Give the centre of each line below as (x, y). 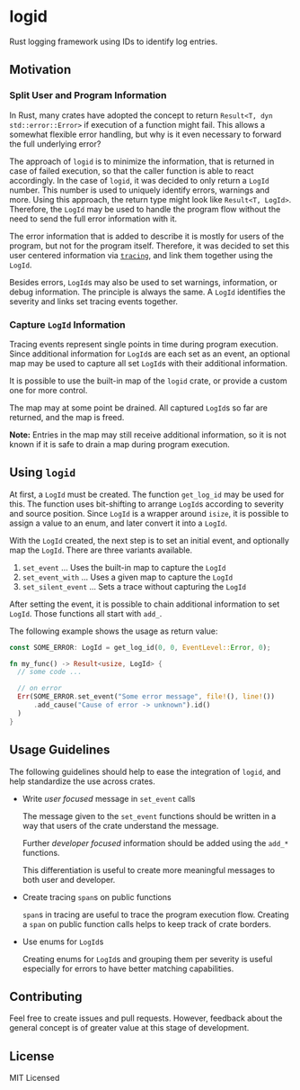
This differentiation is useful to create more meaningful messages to (149, 869)
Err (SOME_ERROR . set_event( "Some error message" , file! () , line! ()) (146, 697)
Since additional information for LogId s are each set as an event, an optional (150, 354)
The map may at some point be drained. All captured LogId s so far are (138, 408)
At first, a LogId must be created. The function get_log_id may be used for (147, 494)
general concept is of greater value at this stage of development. (129, 1028)
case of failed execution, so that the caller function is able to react (132, 171)
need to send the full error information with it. (93, 219)
